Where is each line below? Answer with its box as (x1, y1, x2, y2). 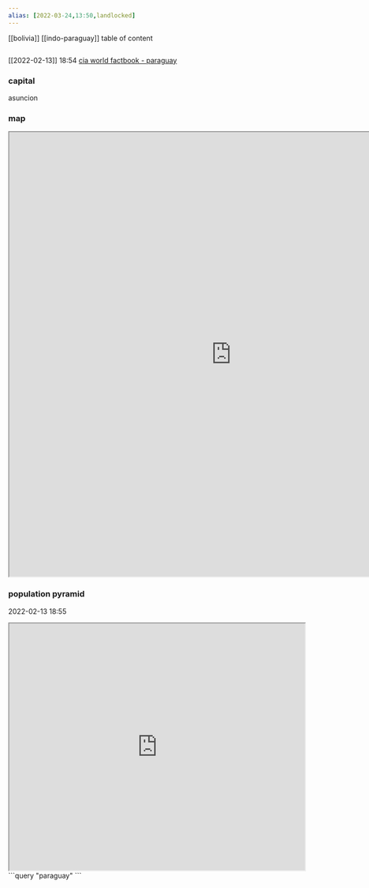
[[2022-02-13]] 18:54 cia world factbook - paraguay (8, 55, 177, 65)
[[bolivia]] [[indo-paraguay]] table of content (8, 33, 153, 43)
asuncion (8, 92, 38, 103)
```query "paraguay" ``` (8, 871, 82, 880)
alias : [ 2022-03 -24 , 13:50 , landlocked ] (8, 11, 136, 20)
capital (8, 75, 35, 86)
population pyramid (8, 589, 85, 600)
